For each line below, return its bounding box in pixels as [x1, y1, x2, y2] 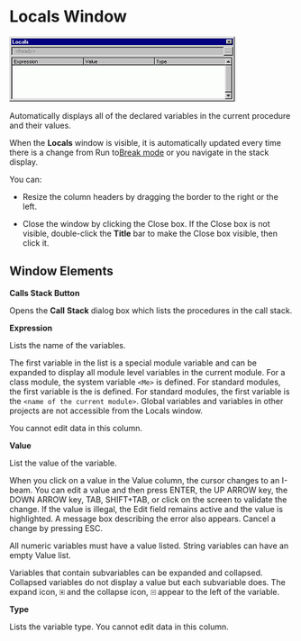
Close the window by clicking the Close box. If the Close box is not [22, 218, 270, 229]
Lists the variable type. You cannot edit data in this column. [9, 621, 230, 632]
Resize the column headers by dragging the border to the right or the [22, 191, 279, 202]
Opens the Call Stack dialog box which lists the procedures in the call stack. [9, 304, 293, 316]
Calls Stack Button [9, 287, 80, 298]
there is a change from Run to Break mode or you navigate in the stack [9, 147, 269, 158]
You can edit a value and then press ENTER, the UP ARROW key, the [34, 484, 288, 495]
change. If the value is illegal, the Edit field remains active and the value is [9, 503, 284, 514]
